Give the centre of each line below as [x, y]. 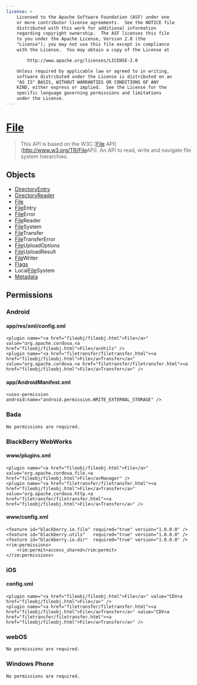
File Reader [28, 220]
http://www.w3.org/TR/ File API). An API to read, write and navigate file [107, 150]
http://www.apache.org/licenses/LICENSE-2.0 [83, 60]
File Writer [26, 258]
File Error [25, 214]
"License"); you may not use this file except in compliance [93, 45]
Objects [21, 175]
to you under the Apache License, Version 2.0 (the [81, 39]
